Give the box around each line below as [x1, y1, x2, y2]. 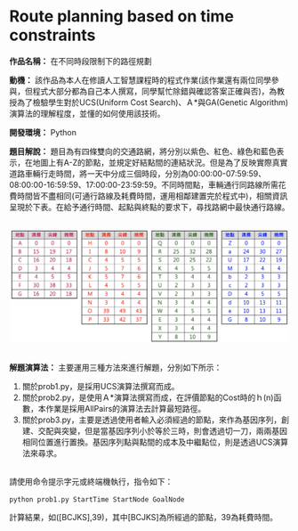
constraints [9, 25, 96, 45]
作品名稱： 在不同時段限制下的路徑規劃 [9, 55, 152, 66]
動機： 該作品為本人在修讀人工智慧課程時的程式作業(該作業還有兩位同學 [9, 74, 272, 86]
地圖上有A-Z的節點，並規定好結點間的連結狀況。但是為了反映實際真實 [32, 157, 288, 167]
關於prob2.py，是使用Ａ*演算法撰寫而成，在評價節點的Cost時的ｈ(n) [21, 392, 274, 403]
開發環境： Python [9, 127, 77, 137]
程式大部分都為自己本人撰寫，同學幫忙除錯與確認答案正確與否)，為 [32, 86, 278, 96]
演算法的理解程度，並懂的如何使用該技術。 [9, 108, 165, 118]
